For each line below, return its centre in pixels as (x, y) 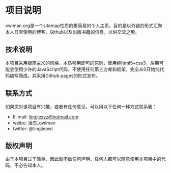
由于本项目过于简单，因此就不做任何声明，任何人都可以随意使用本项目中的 (83, 159)
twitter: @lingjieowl (33, 129)
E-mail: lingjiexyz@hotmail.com (46, 117)
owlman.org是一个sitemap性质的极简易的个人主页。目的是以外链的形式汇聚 (84, 26)
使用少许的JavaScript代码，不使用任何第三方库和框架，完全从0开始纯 (87, 69)
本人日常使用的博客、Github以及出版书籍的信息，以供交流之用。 (73, 32)
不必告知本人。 (30, 165)
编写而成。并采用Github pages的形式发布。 (55, 76)
